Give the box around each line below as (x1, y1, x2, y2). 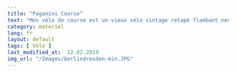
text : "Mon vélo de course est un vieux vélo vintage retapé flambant (7, 17, 218, 24)
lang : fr (7, 29, 33, 37)
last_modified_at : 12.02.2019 (7, 49, 99, 56)
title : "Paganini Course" (7, 10, 83, 17)
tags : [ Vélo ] (7, 42, 52, 49)
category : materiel (7, 23, 65, 30)
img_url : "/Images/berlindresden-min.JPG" (7, 56, 133, 63)
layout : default (7, 36, 55, 43)
